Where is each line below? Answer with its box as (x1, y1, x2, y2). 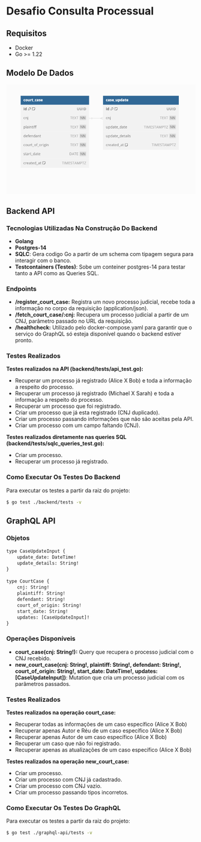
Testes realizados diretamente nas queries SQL (6, 434, 127, 441)
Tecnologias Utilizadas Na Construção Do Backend (6, 224, 158, 232)
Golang (14, 237, 34, 245)
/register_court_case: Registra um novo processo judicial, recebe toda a (14, 298, 196, 305)
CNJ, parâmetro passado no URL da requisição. (14, 317, 133, 325)
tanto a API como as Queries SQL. (14, 269, 99, 276)
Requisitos (6, 28, 47, 39)
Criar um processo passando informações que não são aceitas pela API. (14, 416, 194, 423)
